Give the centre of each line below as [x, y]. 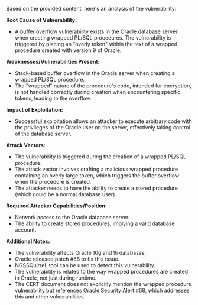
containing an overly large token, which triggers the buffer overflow [97, 176]
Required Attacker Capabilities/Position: [57, 206]
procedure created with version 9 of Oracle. [68, 50]
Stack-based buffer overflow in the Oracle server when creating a [95, 73]
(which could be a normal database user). [66, 194]
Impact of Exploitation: [35, 110]
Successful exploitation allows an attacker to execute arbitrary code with [103, 121]
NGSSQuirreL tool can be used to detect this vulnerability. [85, 265]
